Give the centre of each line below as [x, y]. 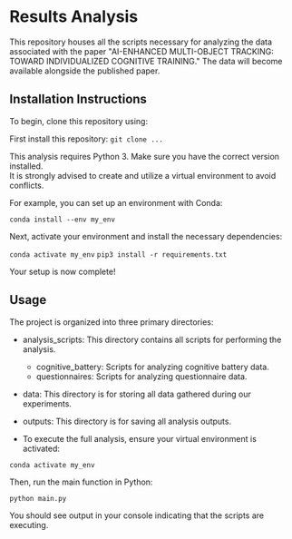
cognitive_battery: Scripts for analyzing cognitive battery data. [152, 367]
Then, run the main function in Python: [81, 482]
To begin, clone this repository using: [78, 121]
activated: [41, 448]
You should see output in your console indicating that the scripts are [137, 515]
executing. [29, 524]
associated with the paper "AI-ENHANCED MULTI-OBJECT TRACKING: [142, 51]
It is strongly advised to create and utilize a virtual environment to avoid [143, 175]
